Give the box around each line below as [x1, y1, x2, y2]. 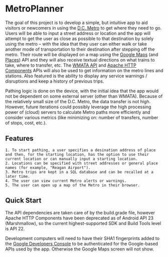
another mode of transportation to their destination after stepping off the [5, 46, 155, 52]
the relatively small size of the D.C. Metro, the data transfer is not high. [5, 98, 151, 104]
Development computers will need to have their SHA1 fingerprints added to [5, 235, 159, 241]
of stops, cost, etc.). [5, 120, 47, 126]
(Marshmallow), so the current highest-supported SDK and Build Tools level [5, 220, 161, 226]
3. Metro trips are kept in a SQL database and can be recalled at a [5, 169, 154, 174]
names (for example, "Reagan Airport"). [5, 165, 91, 170]
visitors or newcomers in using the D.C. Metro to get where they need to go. [5, 25, 162, 31]
